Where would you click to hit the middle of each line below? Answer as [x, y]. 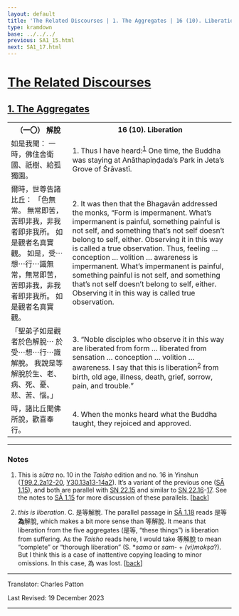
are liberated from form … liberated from [139, 348]
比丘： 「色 [30, 200]
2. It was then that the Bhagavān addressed [145, 204]
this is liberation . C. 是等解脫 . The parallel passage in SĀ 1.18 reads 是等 [122, 513]
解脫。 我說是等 [37, 363]
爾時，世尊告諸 [36, 189]
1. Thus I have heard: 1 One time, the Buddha [147, 150]
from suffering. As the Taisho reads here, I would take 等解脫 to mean [119, 539]
